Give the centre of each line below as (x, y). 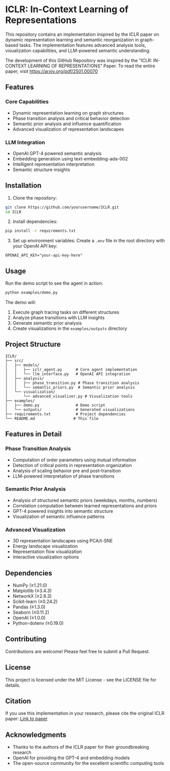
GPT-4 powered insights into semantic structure (63, 511)
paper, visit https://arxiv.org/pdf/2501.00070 (52, 71)
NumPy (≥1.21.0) (30, 585)
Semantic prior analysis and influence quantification (67, 124)
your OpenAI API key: (35, 246)
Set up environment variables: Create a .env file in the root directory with (89, 241)
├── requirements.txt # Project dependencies (65, 414)
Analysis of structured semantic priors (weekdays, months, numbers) (85, 500)
